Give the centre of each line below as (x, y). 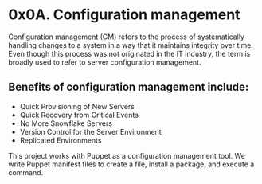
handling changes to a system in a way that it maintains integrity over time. (131, 45)
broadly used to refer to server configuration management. (105, 62)
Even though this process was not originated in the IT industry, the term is (129, 53)
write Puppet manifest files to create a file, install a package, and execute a (131, 164)
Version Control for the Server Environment (90, 131)
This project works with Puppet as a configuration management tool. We (127, 155)
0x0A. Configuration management (124, 15)
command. (26, 172)
